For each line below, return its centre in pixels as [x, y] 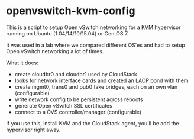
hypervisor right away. [33, 130]
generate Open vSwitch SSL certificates [63, 105]
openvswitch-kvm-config [71, 11]
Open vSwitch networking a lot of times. [55, 51]
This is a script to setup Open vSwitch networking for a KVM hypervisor [94, 27]
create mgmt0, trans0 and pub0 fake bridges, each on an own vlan [96, 86]
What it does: [22, 63]
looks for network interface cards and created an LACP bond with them [101, 80]
